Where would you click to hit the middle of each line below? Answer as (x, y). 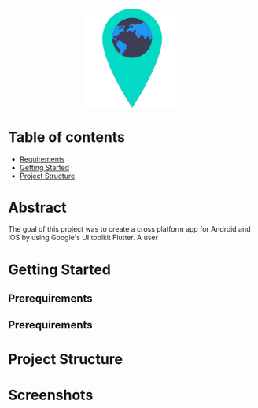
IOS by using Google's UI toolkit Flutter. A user (83, 238)
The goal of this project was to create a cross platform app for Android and (129, 229)
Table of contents (67, 137)
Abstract (37, 208)
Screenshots (51, 395)
